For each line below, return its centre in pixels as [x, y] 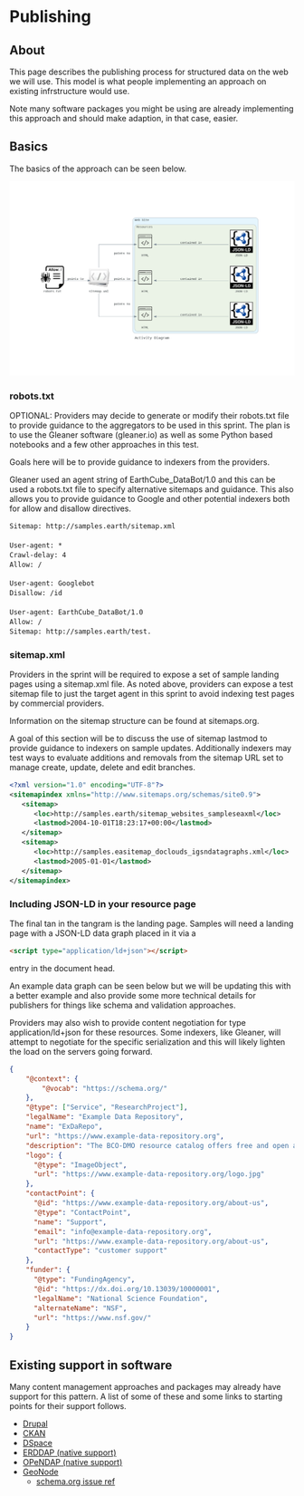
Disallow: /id [36, 594]
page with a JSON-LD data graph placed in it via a [103, 933]
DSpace [37, 1443]
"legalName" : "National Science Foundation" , [120, 1298]
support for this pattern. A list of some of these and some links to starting [146, 1396]
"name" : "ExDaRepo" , [64, 1126]
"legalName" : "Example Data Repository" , [104, 1117]
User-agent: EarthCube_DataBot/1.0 [76, 613]
